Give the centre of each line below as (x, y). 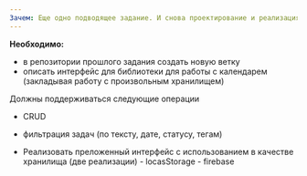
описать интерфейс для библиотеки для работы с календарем (145, 71)
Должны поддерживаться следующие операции (104, 98)
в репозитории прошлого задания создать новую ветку (131, 61)
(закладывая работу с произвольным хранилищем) (123, 81)
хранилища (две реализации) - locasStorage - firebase (128, 161)
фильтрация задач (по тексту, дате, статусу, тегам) (122, 134)
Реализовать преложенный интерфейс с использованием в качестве (158, 151)
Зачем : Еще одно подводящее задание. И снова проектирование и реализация (155, 18)
